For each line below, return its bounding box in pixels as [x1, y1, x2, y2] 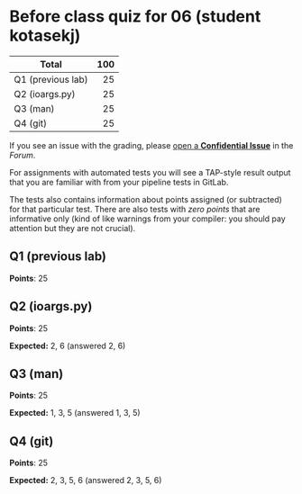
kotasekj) [9, 25, 81, 46]
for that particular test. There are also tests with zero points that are [9, 203, 261, 214]
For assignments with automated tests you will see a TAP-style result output [9, 166, 291, 177]
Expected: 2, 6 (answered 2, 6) [9, 340, 126, 351]
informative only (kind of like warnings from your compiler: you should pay [9, 213, 286, 224]
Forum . [9, 149, 36, 160]
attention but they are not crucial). [9, 222, 136, 233]
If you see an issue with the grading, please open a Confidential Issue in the [9, 139, 294, 150]
